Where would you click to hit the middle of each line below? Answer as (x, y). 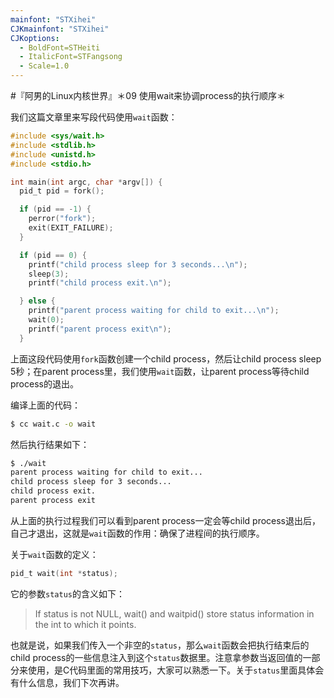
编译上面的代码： (45, 405)
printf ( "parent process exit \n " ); (100, 329)
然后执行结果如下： (50, 444)
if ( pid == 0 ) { (53, 255)
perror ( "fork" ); (62, 219)
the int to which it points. (85, 624)
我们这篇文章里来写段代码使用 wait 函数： (94, 117)
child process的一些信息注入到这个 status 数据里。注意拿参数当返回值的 (156, 657)
